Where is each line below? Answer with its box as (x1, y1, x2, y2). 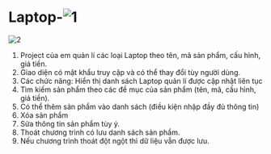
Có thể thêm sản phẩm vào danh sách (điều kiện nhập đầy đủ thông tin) (19, 102, 260, 111)
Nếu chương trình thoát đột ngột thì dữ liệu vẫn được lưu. (19, 135, 210, 145)
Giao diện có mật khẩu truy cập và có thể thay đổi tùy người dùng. (19, 67, 241, 77)
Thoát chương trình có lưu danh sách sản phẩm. (19, 127, 180, 137)
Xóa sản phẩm (19, 110, 69, 120)
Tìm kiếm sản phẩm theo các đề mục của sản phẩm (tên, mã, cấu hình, (19, 85, 256, 94)
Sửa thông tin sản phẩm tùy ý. (19, 119, 120, 128)
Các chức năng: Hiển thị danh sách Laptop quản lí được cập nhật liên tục (19, 76, 263, 85)
